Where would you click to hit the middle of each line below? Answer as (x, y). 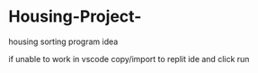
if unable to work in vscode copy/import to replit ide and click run (129, 59)
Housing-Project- (75, 17)
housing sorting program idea (63, 41)
